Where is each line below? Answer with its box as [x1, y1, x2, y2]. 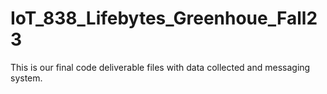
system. [10, 72, 43, 84]
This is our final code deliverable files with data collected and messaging [10, 61, 311, 73]
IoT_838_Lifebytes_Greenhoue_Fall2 [10, 7, 318, 30]
